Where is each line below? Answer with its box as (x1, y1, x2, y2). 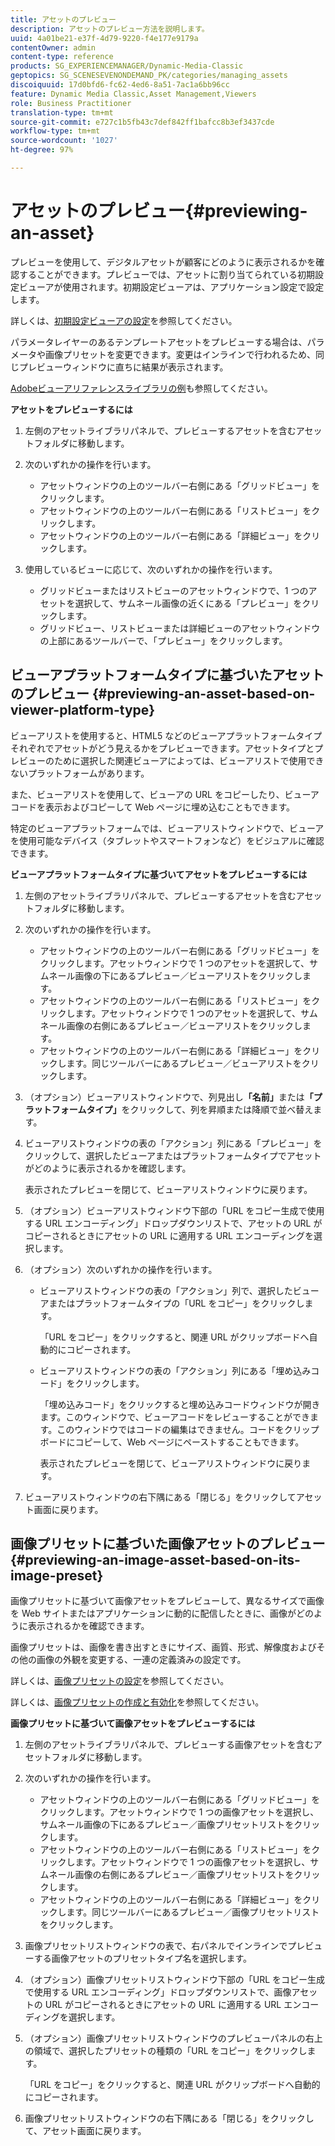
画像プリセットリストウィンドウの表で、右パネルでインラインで (24, 1940, 288, 1952)
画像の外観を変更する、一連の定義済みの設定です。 (36, 1654, 247, 1666)
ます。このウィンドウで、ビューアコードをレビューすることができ (39, 1411, 311, 1423)
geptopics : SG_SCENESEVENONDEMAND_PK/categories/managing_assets (10, 71, 288, 81)
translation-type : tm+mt (10, 107, 114, 118)
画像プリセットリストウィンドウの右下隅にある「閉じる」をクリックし (24, 2112, 315, 2125)
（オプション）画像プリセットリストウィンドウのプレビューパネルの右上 (24, 2032, 323, 2045)
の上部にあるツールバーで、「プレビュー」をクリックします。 (39, 634, 288, 646)
